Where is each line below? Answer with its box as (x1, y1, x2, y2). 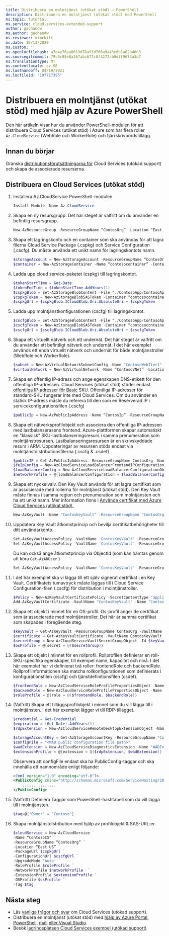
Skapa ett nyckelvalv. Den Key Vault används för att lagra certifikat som (13, 481, 161, 487)
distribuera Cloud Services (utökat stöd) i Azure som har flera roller (6, 127, 145, 133)
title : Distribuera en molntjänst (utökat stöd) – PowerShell (6, 7, 139, 13)
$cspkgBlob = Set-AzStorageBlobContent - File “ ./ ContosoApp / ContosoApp (13, 290, 166, 295)
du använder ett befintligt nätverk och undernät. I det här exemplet (13, 342, 151, 348)
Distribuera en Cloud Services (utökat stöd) (6, 181, 145, 189)
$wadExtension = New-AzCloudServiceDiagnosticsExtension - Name (13, 744, 149, 749)
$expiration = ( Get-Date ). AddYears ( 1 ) (13, 721, 95, 727)
